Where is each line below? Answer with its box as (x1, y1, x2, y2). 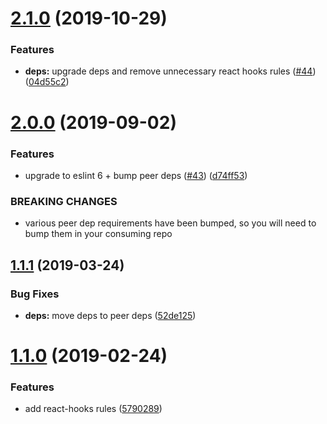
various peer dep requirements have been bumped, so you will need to (24, 217, 317, 229)
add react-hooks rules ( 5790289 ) (24, 403, 163, 415)
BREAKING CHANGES (10, 194, 118, 208)
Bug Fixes (10, 287, 60, 301)
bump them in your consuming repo (24, 228, 173, 240)
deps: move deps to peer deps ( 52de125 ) (24, 309, 197, 321)
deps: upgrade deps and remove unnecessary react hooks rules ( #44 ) (24, 65, 317, 77)
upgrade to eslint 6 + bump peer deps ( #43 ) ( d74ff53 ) (24, 169, 248, 181)
